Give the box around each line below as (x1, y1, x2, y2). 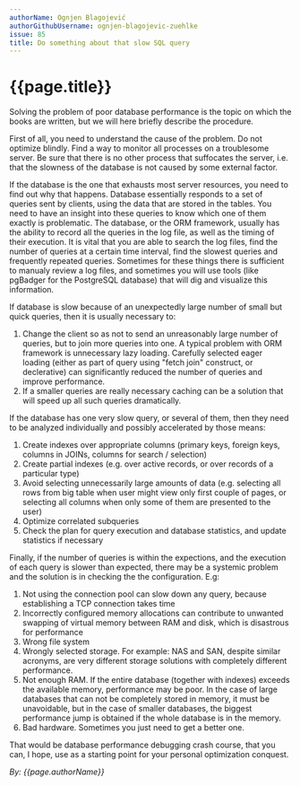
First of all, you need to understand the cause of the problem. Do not (9, 134, 262, 144)
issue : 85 (9, 30, 47, 39)
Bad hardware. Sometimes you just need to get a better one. (21, 722, 244, 733)
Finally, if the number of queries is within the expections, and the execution (9, 553, 287, 563)
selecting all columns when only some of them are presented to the (21, 497, 271, 508)
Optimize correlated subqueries (21, 516, 140, 527)
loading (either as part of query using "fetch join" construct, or (21, 357, 253, 368)
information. (9, 284, 55, 295)
